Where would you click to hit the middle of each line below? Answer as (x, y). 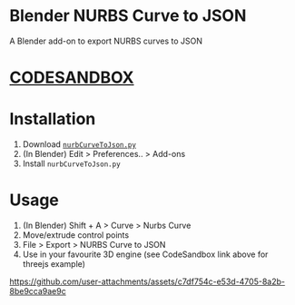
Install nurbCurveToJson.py (71, 163)
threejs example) (54, 264)
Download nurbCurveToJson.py (79, 144)
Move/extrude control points (76, 235)
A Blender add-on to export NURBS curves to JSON (106, 41)
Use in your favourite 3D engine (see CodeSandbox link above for (145, 254)
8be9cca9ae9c (38, 291)
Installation (53, 119)
